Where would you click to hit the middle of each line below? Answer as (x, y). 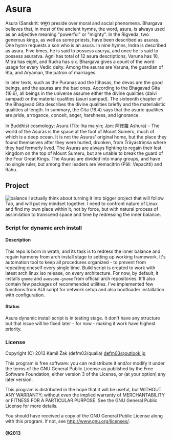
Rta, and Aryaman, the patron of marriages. (51, 72)
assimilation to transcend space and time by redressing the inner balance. (83, 214)
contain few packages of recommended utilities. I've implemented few (79, 284)
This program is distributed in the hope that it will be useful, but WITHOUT (83, 390)
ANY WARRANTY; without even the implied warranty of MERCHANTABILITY (85, 395)
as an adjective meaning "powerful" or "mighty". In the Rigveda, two (77, 34)
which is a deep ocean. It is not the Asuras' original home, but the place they (86, 137)
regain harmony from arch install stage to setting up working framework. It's (85, 256)
